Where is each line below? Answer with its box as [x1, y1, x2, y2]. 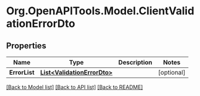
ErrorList [9, 69, 35, 76]
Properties [6, 41, 47, 51]
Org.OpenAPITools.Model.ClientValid [6, 4, 195, 18]
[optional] [158, 69, 186, 76]
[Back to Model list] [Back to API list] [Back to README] [6, 83, 143, 91]
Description [118, 58, 153, 66]
